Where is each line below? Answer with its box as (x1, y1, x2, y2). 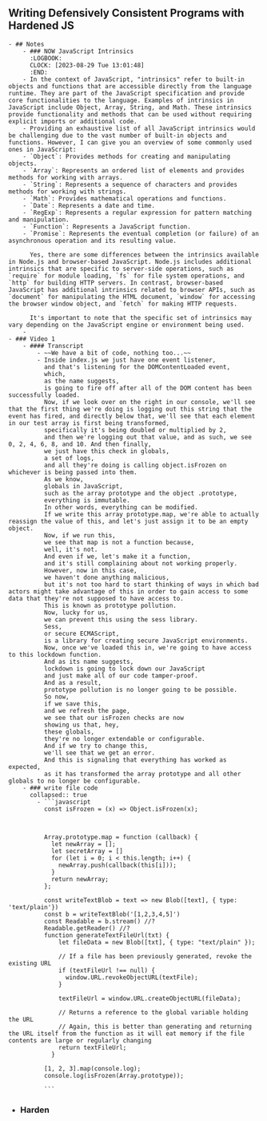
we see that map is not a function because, (43, 538, 195, 546)
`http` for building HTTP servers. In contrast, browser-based (8, 278, 224, 287)
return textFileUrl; (58, 1043, 127, 1051)
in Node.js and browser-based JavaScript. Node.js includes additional (8, 257, 252, 265)
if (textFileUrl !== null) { (58, 966, 156, 974)
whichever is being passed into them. (8, 468, 137, 476)
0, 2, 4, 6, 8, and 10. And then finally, (8, 440, 152, 448)
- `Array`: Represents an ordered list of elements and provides (22, 166, 245, 175)
